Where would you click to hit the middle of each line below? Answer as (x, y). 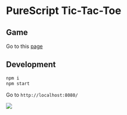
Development (31, 65)
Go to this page (24, 46)
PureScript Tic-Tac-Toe (63, 11)
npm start (18, 83)
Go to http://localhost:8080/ (42, 95)
